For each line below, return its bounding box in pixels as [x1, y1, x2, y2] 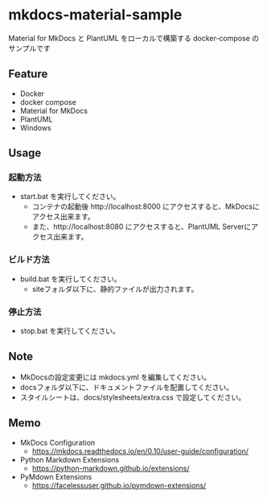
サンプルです [8, 43, 51, 53]
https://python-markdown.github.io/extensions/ [31, 463, 190, 473]
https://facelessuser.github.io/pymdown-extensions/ [31, 480, 207, 490]
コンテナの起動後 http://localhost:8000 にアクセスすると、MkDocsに [31, 201, 260, 211]
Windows [19, 122, 51, 132]
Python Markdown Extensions [19, 454, 120, 464]
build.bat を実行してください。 [19, 274, 122, 284]
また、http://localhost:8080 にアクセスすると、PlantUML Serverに [31, 222, 252, 231]
